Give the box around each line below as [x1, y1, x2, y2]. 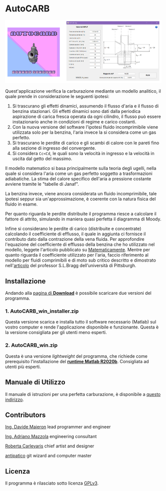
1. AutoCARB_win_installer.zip [5, 308, 79, 315]
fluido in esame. [5, 201, 38, 207]
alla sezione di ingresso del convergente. [12, 145, 96, 151]
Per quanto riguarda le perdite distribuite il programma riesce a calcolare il [5, 211, 157, 217]
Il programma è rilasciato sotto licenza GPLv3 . [5, 480, 99, 486]
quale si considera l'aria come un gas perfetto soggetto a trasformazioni [5, 170, 153, 176]
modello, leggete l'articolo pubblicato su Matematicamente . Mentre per [5, 247, 150, 253]
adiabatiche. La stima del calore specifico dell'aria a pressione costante [5, 176, 152, 182]
